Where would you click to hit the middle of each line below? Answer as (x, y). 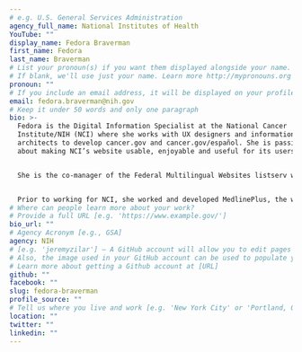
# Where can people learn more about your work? (102, 207)
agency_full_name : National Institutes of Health (104, 26)
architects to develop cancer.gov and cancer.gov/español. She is (144, 143)
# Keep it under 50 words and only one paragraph (104, 110)
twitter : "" (31, 324)
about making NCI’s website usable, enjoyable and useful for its (144, 151)
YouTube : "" (31, 34)
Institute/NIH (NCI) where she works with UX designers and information (156, 135)
